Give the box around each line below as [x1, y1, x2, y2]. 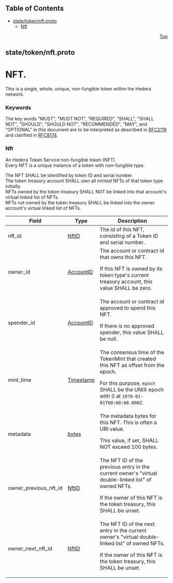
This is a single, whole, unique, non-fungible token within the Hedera [5, 86, 151, 92]
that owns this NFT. [99, 253, 147, 260]
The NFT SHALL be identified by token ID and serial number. [5, 172, 133, 178]
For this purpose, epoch [99, 379, 155, 386]
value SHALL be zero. [99, 284, 152, 291]
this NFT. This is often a [99, 419, 157, 426]
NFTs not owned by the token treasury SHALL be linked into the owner [5, 199, 155, 205]
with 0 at [99, 392, 121, 399]
